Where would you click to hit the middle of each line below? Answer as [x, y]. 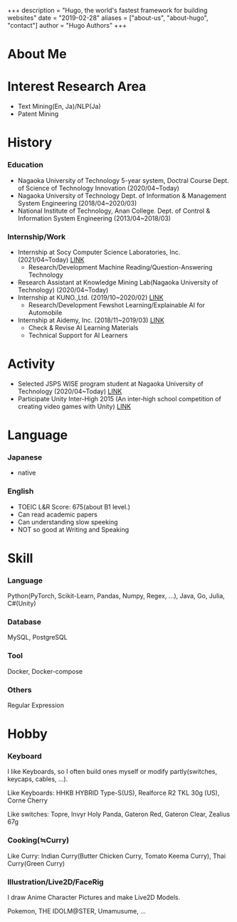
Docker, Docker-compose [45, 671]
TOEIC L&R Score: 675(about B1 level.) [74, 507]
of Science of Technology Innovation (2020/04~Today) [99, 188]
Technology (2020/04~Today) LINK [70, 391]
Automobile [45, 312]
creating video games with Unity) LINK [74, 406]
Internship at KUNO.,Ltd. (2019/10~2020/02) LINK [90, 297]
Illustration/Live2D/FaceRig [56, 881]
